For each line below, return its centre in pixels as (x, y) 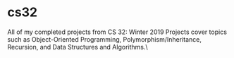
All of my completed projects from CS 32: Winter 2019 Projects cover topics (117, 32)
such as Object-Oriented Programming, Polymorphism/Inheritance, (105, 39)
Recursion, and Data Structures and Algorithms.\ (78, 47)
